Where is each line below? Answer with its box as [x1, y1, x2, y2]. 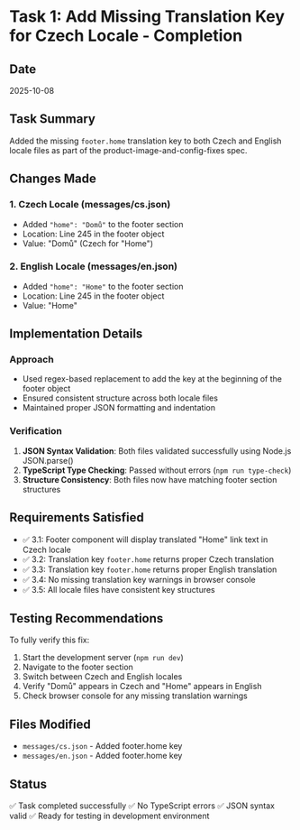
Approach [9, 354, 54, 366]
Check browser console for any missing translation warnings [22, 690, 248, 701]
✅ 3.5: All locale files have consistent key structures [22, 584, 216, 595]
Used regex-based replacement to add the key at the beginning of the [22, 373, 282, 384]
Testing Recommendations [9, 611, 164, 626]
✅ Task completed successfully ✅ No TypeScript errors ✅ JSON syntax [9, 800, 275, 811]
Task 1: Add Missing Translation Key [9, 6, 286, 27]
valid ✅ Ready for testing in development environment [9, 810, 210, 822]
